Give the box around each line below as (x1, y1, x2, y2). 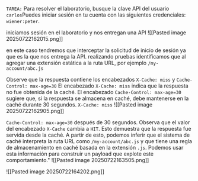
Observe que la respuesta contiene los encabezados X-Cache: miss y (6, 76, 175, 83)
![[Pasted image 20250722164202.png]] (6, 168, 105, 175)
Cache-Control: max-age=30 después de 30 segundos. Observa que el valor (6, 119, 190, 126)
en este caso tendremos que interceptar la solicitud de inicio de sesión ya (6, 47, 186, 54)
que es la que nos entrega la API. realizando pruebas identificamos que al (6, 53, 186, 60)
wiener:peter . (6, 18, 40, 24)
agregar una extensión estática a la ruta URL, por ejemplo (6, 59, 147, 66)
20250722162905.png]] (6, 108, 64, 114)
